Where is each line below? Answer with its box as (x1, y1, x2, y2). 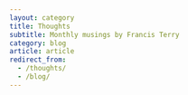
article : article (9, 47, 75, 56)
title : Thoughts (9, 22, 70, 31)
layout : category (9, 13, 75, 23)
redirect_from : (9, 55, 67, 64)
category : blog (9, 38, 67, 48)
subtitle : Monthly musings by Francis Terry (9, 30, 180, 39)
